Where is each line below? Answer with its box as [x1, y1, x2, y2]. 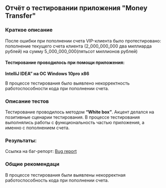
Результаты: [5, 137, 37, 144]
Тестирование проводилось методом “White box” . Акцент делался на [5, 109, 155, 115]
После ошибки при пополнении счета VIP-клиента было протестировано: [5, 38, 162, 44]
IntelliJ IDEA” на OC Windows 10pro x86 [5, 70, 89, 76]
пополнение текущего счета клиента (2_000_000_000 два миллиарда [5, 43, 152, 49]
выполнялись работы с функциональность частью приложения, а [5, 120, 145, 126]
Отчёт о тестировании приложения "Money [5, 4, 148, 12]
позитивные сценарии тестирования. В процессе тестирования [5, 114, 140, 120]
